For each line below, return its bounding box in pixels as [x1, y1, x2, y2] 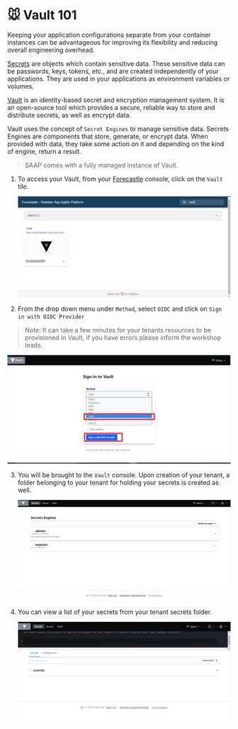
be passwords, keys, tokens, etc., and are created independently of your [7, 67, 219, 75]
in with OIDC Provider [17, 313, 85, 321]
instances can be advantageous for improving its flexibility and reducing [7, 38, 218, 46]
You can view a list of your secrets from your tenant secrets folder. [17, 607, 212, 616]
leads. [24, 340, 43, 349]
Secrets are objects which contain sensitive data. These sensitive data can [7, 59, 225, 67]
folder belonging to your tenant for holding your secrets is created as [17, 478, 220, 486]
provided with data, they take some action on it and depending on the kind [7, 139, 225, 148]
